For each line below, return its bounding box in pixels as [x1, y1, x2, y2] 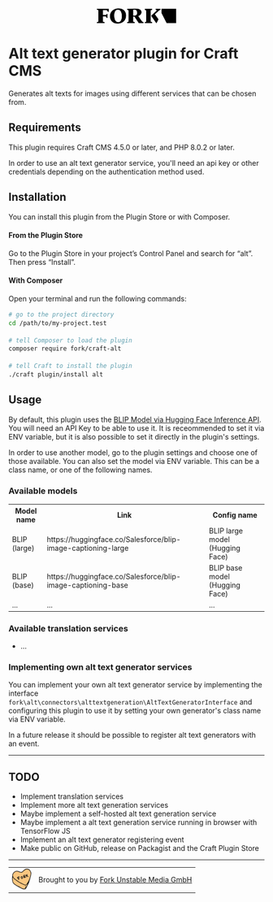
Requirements [8, 121, 81, 135]
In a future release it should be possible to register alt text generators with [8, 731, 256, 740]
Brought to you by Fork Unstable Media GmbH [38, 875, 193, 885]
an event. [8, 739, 40, 748]
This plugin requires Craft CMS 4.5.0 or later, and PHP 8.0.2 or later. [8, 142, 236, 152]
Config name [212, 510, 258, 520]
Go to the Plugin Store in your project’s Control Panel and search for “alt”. [8, 248, 253, 258]
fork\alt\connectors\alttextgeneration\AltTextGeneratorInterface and [8, 697, 253, 707]
